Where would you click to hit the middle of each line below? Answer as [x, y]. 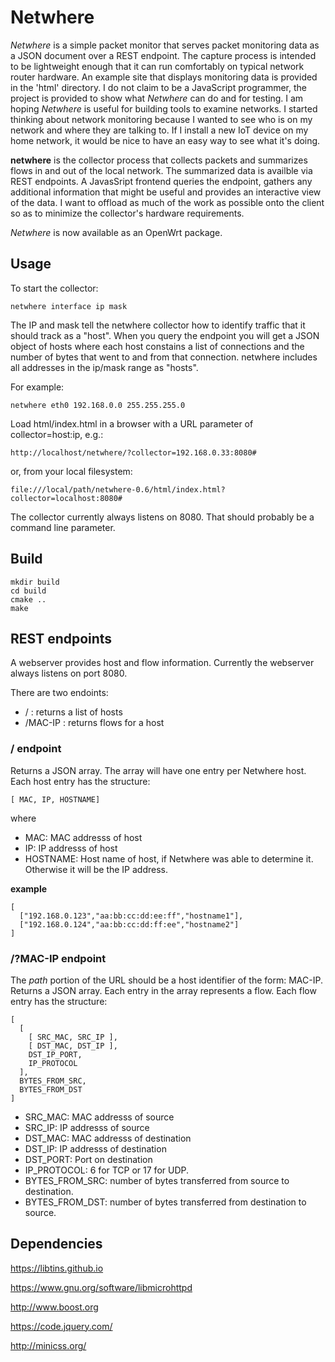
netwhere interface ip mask [69, 306]
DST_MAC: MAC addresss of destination [108, 1138]
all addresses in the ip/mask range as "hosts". [104, 367]
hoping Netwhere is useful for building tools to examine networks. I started [164, 108]
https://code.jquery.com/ [61, 1326]
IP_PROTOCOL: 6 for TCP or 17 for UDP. [107, 1170]
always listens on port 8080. [69, 673]
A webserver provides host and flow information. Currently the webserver [162, 663]
